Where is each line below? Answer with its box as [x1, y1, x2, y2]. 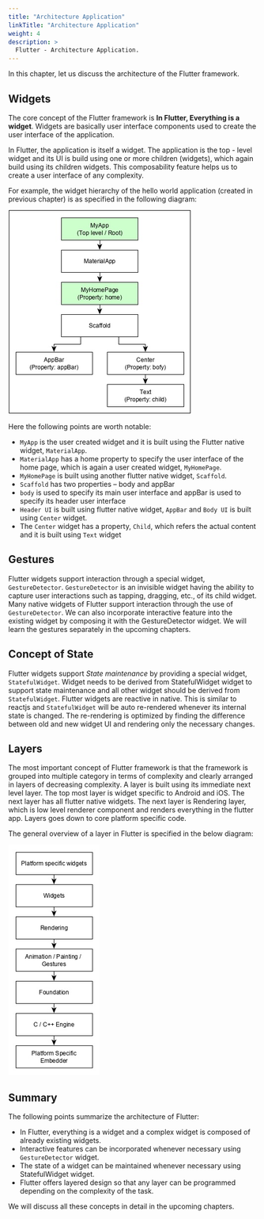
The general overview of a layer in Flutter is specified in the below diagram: [8, 829, 254, 838]
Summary [8, 1091, 58, 1104]
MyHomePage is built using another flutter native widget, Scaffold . [19, 470, 228, 480]
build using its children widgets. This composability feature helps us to [8, 162, 238, 171]
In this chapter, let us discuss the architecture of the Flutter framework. [8, 69, 239, 79]
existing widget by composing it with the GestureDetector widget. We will [8, 615, 247, 626]
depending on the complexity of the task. [19, 1186, 154, 1196]
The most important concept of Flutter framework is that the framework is [8, 763, 249, 772]
